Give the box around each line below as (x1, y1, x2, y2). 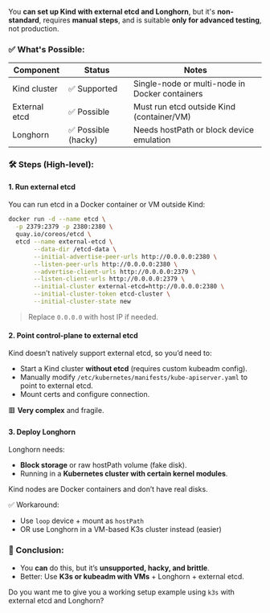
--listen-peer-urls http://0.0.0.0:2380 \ (33, 260, 178, 268)
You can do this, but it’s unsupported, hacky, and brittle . (19, 562, 211, 573)
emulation (133, 134, 171, 145)
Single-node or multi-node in (133, 78, 246, 89)
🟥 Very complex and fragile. (8, 406, 104, 415)
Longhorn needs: (8, 445, 66, 455)
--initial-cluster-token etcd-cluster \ (33, 290, 171, 298)
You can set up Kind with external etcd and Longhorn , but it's (8, 7, 215, 16)
